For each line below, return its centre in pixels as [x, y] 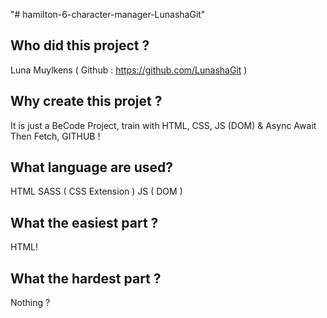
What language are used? [92, 167]
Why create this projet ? [86, 101]
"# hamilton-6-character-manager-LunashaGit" [108, 14]
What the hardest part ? [86, 278]
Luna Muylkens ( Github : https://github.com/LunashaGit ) [129, 70]
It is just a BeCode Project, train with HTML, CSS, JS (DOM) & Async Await [163, 125]
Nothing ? [30, 303]
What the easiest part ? [84, 222]
